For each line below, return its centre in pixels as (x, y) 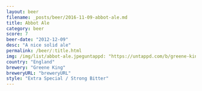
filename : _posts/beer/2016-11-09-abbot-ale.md (67, 17)
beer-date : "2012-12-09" (37, 40)
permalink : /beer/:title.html (44, 51)
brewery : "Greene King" (36, 67)
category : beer (25, 28)
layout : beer (23, 12)
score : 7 (17, 34)
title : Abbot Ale (28, 23)
